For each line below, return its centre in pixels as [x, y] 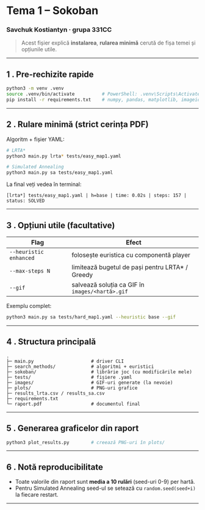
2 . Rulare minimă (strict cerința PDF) [77, 125]
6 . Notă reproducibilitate [55, 467]
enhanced [22, 258]
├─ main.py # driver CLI [65, 361]
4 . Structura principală [51, 342]
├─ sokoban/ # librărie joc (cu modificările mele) [99, 372]
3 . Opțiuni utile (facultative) [61, 225]
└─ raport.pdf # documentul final [73, 404]
